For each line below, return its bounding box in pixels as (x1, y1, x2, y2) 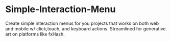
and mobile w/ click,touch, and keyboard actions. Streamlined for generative (5, 25, 166, 31)
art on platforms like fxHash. (5, 31, 65, 37)
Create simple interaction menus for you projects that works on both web (5, 20, 159, 26)
